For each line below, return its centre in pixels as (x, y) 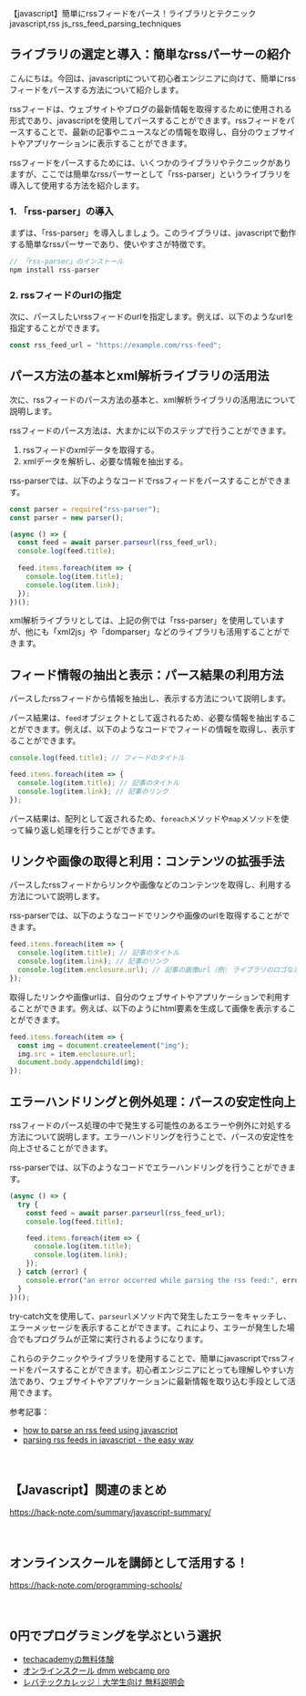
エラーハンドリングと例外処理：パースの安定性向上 (153, 1101)
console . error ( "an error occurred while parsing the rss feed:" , (153, 1280)
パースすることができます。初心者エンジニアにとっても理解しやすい (160, 1370)
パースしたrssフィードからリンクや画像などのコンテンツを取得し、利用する (151, 885)
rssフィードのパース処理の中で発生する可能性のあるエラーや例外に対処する (151, 1125)
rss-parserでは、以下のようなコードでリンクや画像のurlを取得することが (146, 915)
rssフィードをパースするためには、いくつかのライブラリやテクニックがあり (151, 162)
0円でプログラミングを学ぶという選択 (115, 1635)
